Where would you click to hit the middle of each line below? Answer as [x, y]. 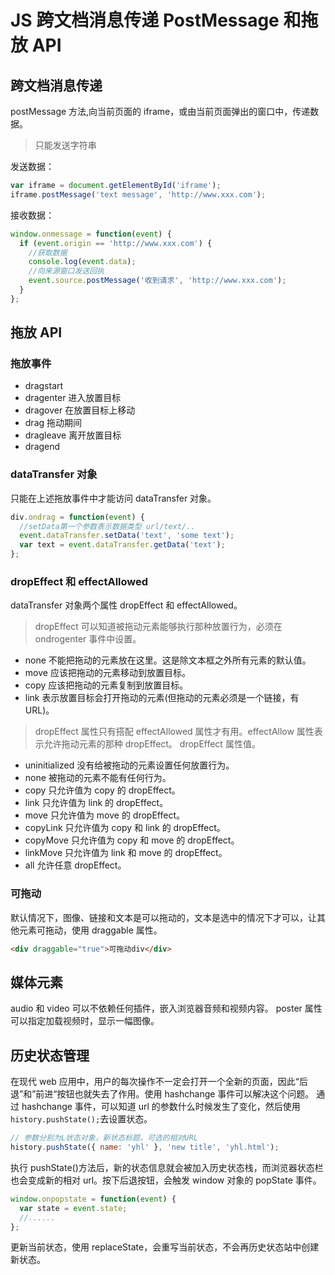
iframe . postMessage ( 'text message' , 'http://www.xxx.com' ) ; [138, 194]
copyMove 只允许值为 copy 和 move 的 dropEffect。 [132, 840]
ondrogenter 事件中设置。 [88, 639]
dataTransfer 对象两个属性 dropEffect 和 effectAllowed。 [126, 605]
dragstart [44, 386]
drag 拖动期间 [53, 423]
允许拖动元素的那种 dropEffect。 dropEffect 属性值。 [152, 744]
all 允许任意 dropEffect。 [75, 865]
